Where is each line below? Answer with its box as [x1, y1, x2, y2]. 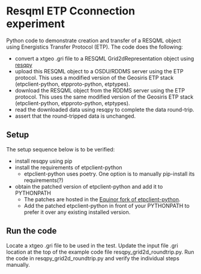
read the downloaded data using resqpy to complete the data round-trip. [14, 106, 194, 113]
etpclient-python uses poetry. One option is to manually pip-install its [23, 170, 195, 177]
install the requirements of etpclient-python [14, 163, 122, 171]
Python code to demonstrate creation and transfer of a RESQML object [6, 37, 181, 44]
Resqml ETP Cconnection [6, 4, 136, 18]
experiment [6, 17, 65, 31]
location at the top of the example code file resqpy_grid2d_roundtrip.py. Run [6, 248, 194, 255]
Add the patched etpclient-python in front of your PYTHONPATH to [23, 202, 190, 209]
